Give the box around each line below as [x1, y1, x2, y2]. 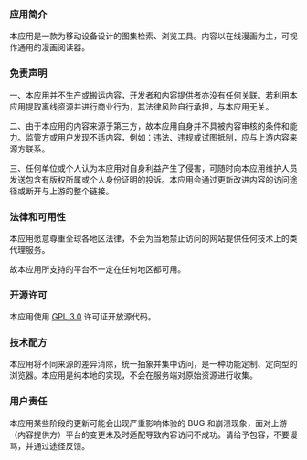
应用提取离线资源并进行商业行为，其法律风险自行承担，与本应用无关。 [9, 100, 274, 111]
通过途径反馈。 [33, 440, 90, 451]
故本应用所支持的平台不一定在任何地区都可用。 [9, 263, 185, 275]
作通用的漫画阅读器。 [9, 42, 90, 53]
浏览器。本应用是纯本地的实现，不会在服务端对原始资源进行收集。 [9, 370, 258, 381]
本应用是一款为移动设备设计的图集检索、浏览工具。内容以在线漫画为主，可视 [9, 30, 298, 42]
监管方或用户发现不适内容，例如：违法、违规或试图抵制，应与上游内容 [25, 131, 290, 142]
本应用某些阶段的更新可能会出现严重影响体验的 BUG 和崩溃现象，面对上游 [9, 417, 288, 428]
